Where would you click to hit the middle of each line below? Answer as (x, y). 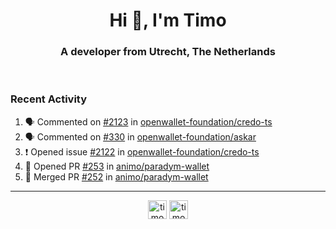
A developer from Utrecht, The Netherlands (168, 52)
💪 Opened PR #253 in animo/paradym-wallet (117, 166)
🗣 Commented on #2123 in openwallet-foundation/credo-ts (148, 121)
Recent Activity (49, 99)
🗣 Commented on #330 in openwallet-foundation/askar (140, 136)
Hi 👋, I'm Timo (168, 20)
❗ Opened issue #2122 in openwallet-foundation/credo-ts (142, 151)
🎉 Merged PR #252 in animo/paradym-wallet (116, 176)
